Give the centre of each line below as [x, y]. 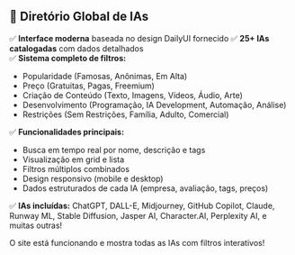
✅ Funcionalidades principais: [67, 132]
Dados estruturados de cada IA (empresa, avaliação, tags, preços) [145, 188]
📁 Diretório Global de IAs [79, 17]
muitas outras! [36, 225]
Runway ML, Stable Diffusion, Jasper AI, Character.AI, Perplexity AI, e [138, 215]
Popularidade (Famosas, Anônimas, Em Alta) [105, 76]
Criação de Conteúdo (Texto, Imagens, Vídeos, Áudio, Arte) [132, 95]
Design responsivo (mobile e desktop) [93, 178]
